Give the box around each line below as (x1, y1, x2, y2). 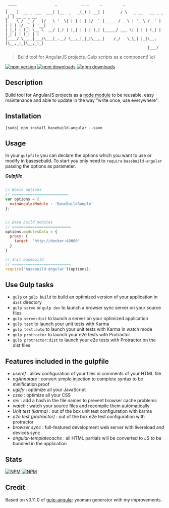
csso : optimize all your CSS (12, 392, 71, 398)
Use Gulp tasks (5, 280, 54, 289)
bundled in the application (12, 441, 67, 447)
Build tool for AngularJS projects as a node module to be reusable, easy (5, 92, 154, 98)
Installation (5, 112, 41, 121)
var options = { (5, 197, 39, 202)
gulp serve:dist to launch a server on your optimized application (12, 316, 149, 322)
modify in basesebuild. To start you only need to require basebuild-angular (5, 158, 162, 164)
